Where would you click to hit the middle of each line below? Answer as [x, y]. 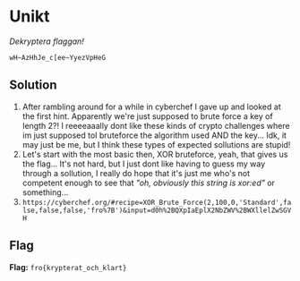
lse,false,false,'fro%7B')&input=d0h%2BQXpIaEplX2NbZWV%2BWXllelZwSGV [157, 210]
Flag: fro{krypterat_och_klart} [68, 267]
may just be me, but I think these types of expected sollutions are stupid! [156, 144]
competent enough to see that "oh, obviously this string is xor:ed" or [149, 183]
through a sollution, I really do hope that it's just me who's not [136, 173]
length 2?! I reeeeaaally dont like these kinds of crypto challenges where [156, 125]
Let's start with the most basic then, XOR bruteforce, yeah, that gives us [155, 154]
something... [45, 192]
